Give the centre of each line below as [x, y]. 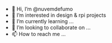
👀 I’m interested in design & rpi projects [59, 15]
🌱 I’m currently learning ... [43, 21]
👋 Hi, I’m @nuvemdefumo [42, 9]
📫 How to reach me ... [38, 34]
